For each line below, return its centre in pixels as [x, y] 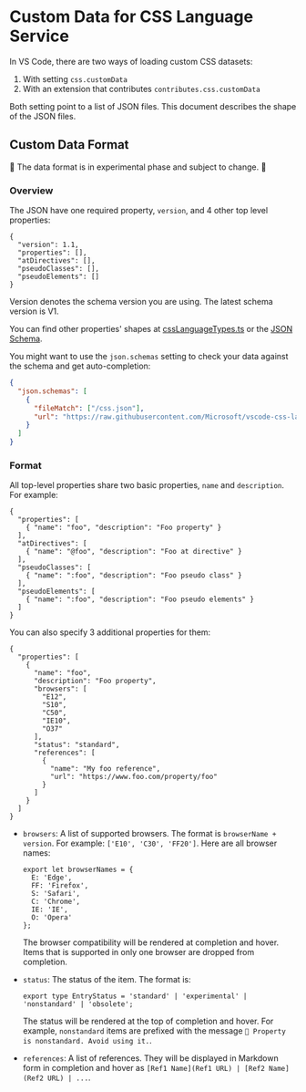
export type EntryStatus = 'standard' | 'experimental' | [135, 996]
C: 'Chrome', [56, 902]
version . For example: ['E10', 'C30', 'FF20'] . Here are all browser [150, 843]
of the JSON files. [43, 116]
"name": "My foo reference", [105, 769]
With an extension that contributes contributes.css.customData [142, 88]
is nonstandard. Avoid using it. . [87, 1041]
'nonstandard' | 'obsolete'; [78, 1004]
